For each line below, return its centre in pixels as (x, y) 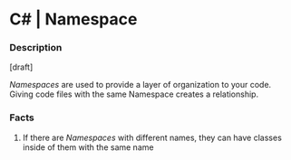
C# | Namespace (73, 19)
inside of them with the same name (88, 147)
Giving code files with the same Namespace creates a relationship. (134, 94)
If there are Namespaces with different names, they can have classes (152, 137)
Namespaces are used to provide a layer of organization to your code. (141, 85)
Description (36, 48)
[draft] (21, 67)
